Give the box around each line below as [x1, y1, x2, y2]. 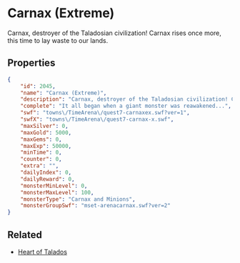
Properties [7, 57, 56, 69]
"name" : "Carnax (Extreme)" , [20, 89, 107, 96]
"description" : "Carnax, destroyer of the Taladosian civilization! [20, 96, 229, 103]
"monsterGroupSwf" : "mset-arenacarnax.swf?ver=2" [20, 202, 171, 209]
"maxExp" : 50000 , [20, 142, 72, 149]
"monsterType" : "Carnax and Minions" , [20, 195, 136, 203]
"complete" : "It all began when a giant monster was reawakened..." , [20, 102, 232, 110]
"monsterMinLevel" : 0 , [20, 182, 88, 189]
